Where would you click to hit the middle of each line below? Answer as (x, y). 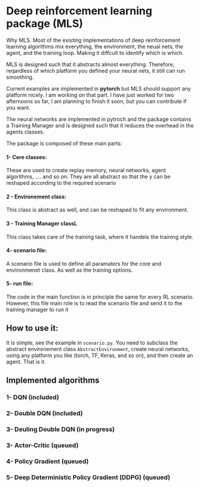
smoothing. (20, 77)
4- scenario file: (27, 250)
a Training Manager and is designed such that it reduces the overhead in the (100, 125)
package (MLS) (45, 24)
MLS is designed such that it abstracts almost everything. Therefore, (90, 64)
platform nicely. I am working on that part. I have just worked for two (90, 95)
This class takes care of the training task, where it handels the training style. (100, 237)
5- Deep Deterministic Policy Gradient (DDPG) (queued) (88, 477)
